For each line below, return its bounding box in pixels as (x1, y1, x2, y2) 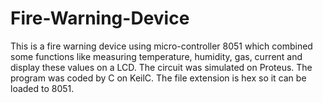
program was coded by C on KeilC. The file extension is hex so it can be (10, 72, 307, 84)
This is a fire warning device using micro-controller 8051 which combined (10, 40, 313, 52)
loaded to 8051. (10, 82, 75, 94)
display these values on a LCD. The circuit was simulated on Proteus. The (10, 61, 313, 73)
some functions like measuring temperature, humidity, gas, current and (10, 50, 303, 62)
